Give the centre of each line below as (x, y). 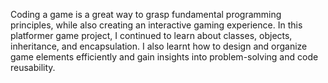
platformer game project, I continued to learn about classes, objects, (151, 35)
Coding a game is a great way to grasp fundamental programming (146, 14)
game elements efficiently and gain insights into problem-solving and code (164, 57)
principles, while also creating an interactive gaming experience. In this (156, 25)
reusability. (33, 67)
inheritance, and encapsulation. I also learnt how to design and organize (159, 46)
